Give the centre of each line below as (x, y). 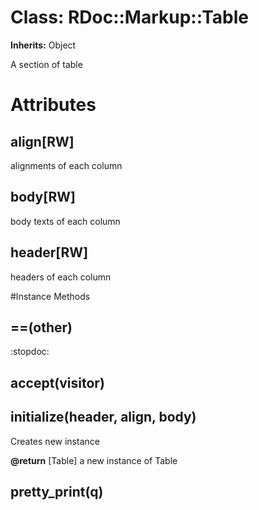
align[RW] (42, 141)
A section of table (46, 64)
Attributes (53, 105)
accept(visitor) (57, 382)
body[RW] (43, 197)
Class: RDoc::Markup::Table (129, 17)
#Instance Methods (50, 296)
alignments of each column (66, 165)
